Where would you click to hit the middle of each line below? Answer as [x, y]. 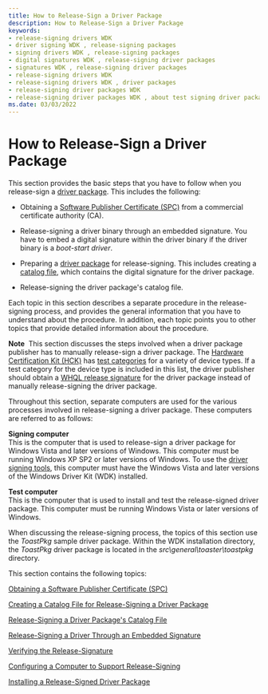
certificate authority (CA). [62, 215]
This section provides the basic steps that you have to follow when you [125, 183]
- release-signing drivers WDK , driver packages [93, 82]
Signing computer [39, 434]
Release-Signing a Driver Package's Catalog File [88, 620]
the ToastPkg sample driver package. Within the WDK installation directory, [132, 541]
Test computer [33, 492]
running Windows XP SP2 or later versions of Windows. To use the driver [128, 459]
